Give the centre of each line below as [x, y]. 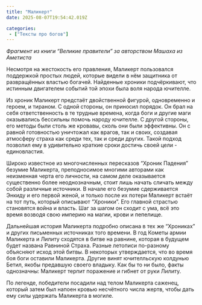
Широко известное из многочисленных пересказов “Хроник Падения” [97, 163]
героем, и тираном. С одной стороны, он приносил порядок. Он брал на [99, 107]
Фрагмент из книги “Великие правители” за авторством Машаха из [94, 51]
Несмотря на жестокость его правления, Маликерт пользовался [90, 69]
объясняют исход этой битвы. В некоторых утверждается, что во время [99, 252]
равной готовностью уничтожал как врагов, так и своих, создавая [92, 132]
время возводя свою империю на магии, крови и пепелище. [84, 214]
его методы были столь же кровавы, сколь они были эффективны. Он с [99, 126]
